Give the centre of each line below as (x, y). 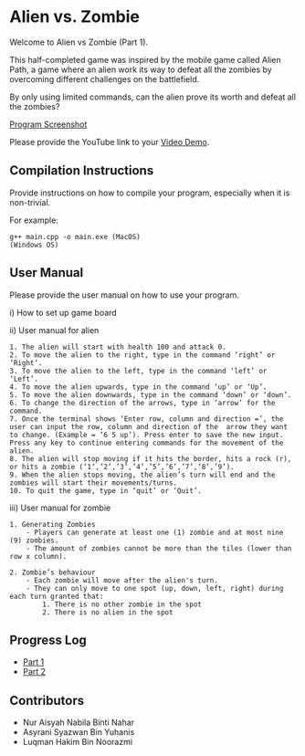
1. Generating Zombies (53, 524)
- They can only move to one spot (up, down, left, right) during (155, 588)
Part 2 (34, 672)
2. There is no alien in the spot (108, 612)
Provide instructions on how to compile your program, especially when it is (150, 193)
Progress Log (48, 640)
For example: (34, 220)
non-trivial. (30, 202)
